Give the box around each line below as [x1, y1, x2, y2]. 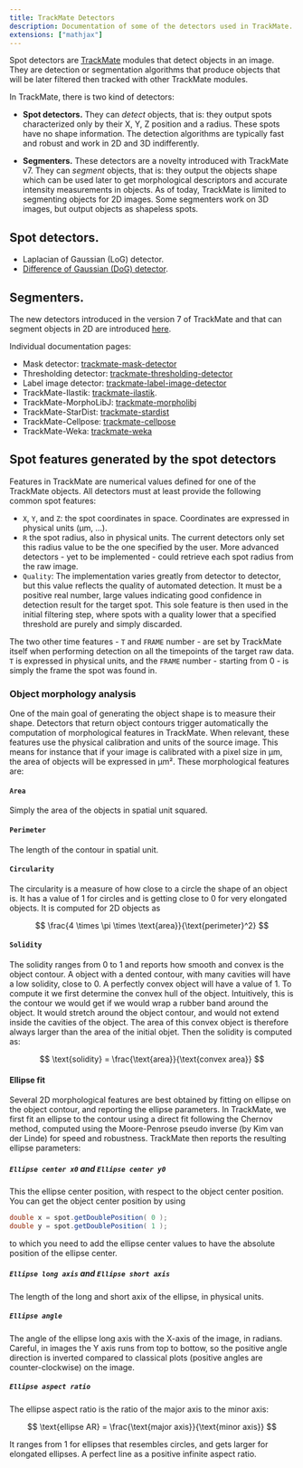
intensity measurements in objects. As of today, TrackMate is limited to [22, 185, 287, 195]
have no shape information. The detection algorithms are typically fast [22, 129, 285, 139]
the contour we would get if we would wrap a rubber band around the [9, 997, 269, 1008]
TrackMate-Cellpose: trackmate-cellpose [22, 416, 176, 426]
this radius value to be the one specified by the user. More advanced [22, 541, 279, 552]
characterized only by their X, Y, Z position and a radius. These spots [22, 119, 280, 129]
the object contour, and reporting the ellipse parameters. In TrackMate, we [9, 1104, 287, 1115]
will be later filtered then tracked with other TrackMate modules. [9, 74, 249, 85]
